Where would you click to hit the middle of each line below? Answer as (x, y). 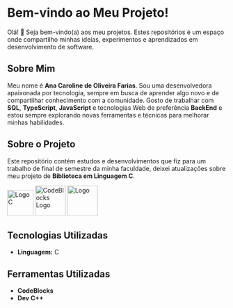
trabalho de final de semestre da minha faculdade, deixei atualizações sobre (116, 168)
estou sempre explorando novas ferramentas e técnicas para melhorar (108, 115)
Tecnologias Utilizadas (58, 235)
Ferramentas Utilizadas (59, 274)
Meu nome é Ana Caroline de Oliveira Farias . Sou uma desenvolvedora (110, 86)
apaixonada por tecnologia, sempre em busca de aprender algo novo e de (113, 92)
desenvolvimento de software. (51, 47)
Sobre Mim (31, 68)
